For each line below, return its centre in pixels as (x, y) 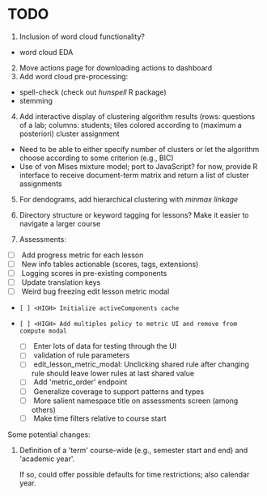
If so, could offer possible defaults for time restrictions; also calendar (134, 474)
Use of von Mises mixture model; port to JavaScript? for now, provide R (138, 166)
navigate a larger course (60, 223)
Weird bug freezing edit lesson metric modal (95, 291)
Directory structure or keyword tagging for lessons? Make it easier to (134, 214)
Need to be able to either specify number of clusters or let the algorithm (139, 149)
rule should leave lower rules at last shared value (113, 374)
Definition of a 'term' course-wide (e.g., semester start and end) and (133, 450)
